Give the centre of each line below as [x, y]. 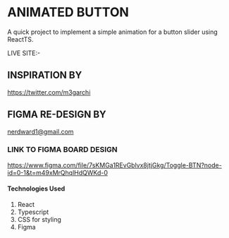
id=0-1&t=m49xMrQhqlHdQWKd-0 [57, 172]
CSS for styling [39, 220]
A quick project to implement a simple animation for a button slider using [113, 32]
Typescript [33, 212]
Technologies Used [36, 189]
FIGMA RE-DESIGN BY [57, 115]
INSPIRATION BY [45, 75]
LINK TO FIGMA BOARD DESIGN [62, 150]
